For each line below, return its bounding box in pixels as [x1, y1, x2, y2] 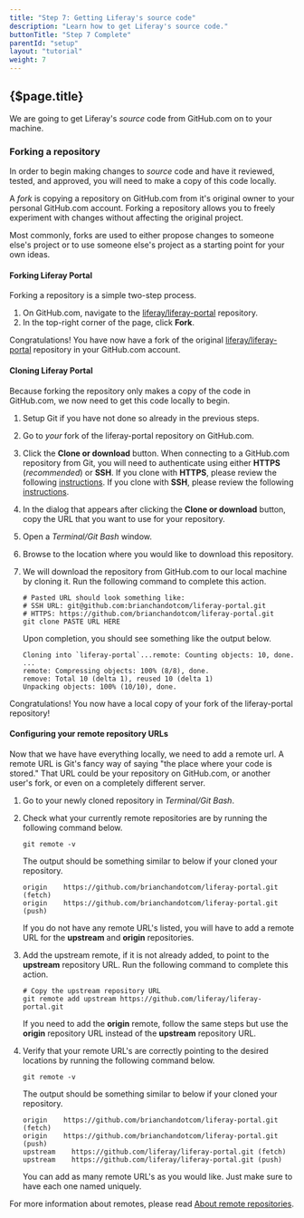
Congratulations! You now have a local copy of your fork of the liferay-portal [9, 698, 294, 709]
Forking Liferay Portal [9, 269, 93, 281]
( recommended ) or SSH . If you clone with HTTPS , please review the [22, 467, 278, 478]
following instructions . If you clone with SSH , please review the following [22, 477, 294, 488]
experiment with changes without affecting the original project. [9, 212, 244, 223]
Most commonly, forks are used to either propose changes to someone [9, 230, 274, 241]
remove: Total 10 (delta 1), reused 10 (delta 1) [22, 674, 214, 683]
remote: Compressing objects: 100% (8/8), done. [22, 666, 210, 675]
